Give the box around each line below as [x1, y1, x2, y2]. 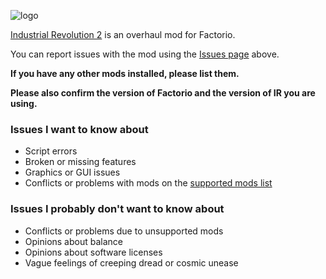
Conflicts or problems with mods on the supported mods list [24, 177, 273, 189]
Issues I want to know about [10, 122, 149, 136]
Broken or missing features [24, 156, 137, 168]
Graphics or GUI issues [24, 166, 121, 179]
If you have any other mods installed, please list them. [10, 68, 240, 79]
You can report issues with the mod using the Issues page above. [10, 48, 280, 60]
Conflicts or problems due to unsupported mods [24, 225, 224, 237]
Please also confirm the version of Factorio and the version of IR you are [10, 87, 316, 99]
